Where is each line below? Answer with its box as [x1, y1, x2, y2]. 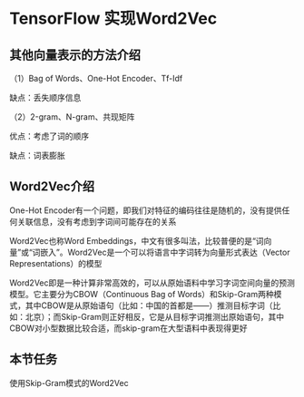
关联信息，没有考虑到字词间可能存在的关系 [16, 216, 177, 227]
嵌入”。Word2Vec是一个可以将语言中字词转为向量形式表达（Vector [40, 247, 290, 257]
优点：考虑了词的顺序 [9, 131, 89, 141]
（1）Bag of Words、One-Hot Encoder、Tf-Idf [9, 73, 183, 83]
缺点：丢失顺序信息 [9, 92, 82, 102]
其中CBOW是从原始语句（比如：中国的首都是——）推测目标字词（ [25, 300, 273, 311]
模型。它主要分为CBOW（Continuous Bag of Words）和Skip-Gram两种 [9, 288, 274, 299]
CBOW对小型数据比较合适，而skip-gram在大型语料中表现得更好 [9, 323, 248, 334]
